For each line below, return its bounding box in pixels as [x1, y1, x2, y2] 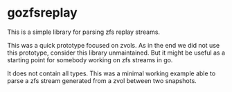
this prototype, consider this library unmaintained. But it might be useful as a [7, 48, 226, 57]
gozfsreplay [7, 5, 78, 21]
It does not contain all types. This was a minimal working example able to [7, 69, 216, 77]
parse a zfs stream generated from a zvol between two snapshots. [7, 76, 197, 84]
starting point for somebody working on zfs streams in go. [7, 55, 173, 64]
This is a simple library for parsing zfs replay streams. [7, 28, 161, 36]
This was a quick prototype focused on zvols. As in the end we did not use [7, 41, 220, 49]
